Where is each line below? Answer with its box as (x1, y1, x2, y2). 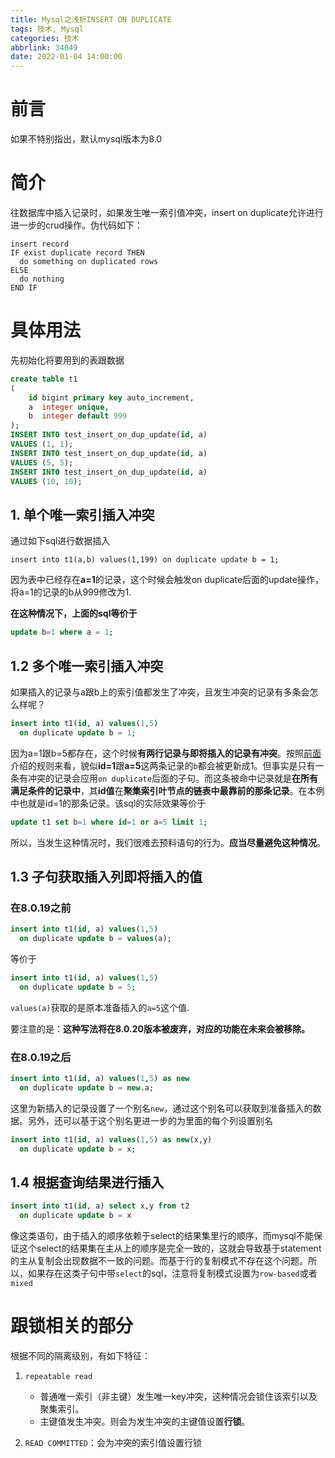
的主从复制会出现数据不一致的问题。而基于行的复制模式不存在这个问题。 (10, 1255, 308, 1267)
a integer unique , (28, 402, 110, 412)
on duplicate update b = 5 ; (19, 982, 137, 992)
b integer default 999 (28, 411, 128, 421)
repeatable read (24, 1372, 93, 1382)
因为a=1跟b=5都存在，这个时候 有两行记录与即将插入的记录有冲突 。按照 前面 (10, 747, 322, 759)
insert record (10, 239, 70, 249)
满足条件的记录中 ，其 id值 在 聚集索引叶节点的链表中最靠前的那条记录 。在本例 (10, 784, 325, 796)
